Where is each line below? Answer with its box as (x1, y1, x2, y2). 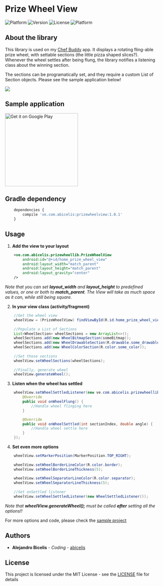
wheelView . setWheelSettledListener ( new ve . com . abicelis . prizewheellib (14, 390, 160, 395)
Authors (5, 531, 31, 540)
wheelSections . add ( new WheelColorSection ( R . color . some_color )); (14, 345, 147, 350)
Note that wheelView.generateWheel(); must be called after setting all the (5, 503, 155, 509)
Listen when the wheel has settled (12, 381, 82, 386)
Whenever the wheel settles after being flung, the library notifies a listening (5, 57, 155, 63)
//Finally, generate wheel (14, 367, 68, 372)
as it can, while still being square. (5, 294, 72, 300)
